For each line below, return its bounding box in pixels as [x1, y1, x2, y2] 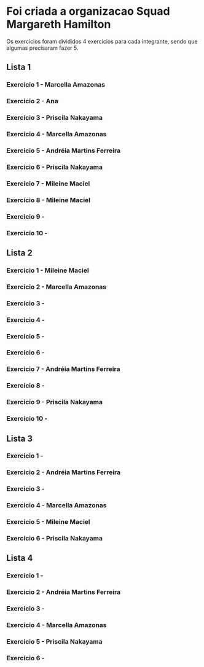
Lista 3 [6, 433, 33, 443]
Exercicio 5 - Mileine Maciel [6, 518, 90, 526]
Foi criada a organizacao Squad [6, 4, 170, 18]
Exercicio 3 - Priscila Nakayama [6, 114, 103, 122]
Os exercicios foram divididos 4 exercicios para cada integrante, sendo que [6, 37, 198, 45]
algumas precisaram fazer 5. [6, 44, 79, 52]
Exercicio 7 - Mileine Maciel [6, 179, 90, 188]
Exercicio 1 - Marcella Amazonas [6, 80, 106, 89]
